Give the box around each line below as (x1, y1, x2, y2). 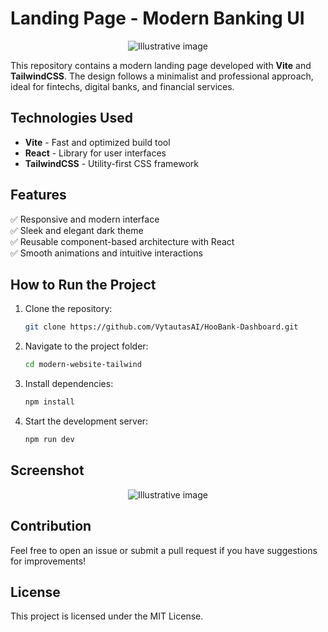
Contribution (10, 518, 92, 535)
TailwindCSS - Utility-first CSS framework (24, 157, 199, 169)
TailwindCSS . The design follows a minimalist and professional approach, (10, 70, 314, 82)
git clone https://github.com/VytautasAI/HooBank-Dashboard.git (24, 322, 299, 332)
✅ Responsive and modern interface (10, 213, 160, 225)
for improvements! (10, 555, 87, 567)
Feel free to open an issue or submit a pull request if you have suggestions (10, 544, 318, 556)
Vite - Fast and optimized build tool (24, 136, 171, 148)
